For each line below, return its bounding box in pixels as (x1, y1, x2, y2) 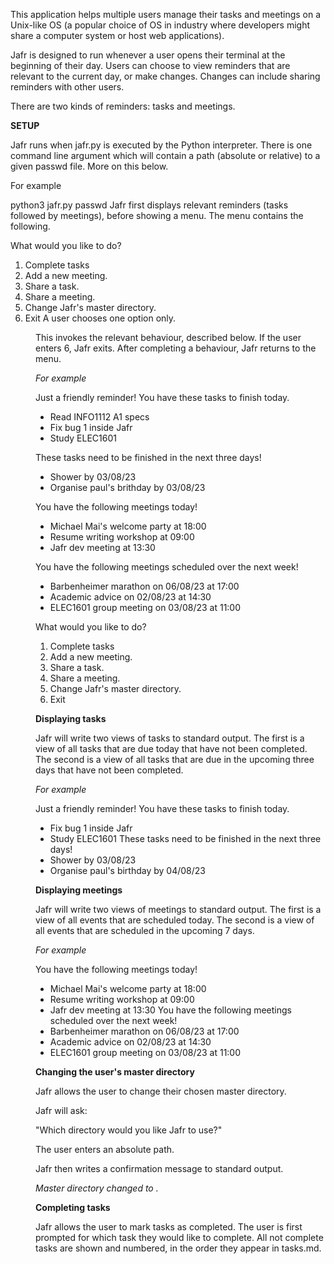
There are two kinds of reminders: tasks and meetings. (10, 100, 236, 112)
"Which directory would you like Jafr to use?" (35, 1124, 223, 1136)
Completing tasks (35, 1202, 111, 1213)
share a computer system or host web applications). (10, 30, 225, 41)
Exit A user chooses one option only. (24, 312, 177, 324)
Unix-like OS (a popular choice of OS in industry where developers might (10, 19, 311, 31)
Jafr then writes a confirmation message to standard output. (35, 1163, 284, 1174)
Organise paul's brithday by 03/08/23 (49, 482, 206, 493)
